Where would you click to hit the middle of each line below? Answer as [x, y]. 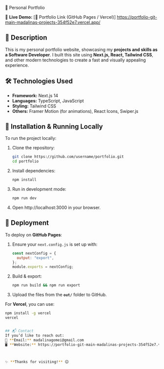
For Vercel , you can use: [30, 304]
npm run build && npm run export [46, 285]
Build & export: [27, 276]
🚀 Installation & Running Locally [54, 127]
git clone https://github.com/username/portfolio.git [68, 157]
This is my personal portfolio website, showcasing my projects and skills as [81, 50]
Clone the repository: [33, 148]
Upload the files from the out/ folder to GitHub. [59, 295]
